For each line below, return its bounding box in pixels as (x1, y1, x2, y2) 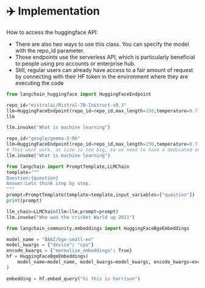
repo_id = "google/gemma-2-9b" (6, 135, 81, 142)
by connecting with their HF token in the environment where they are (15, 73, 188, 80)
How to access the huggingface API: (6, 28, 98, 36)
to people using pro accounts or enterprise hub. (15, 60, 136, 67)
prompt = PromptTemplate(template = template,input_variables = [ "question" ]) (6, 192, 195, 198)
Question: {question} (6, 175, 59, 181)
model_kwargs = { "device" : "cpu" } (6, 242, 95, 248)
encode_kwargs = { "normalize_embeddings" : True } (6, 248, 132, 254)
